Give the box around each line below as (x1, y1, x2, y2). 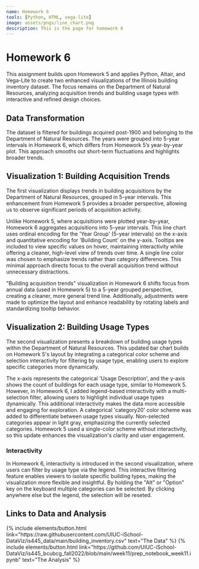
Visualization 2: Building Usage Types (6, 322, 150, 332)
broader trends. (6, 154, 45, 161)
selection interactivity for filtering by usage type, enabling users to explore (6, 357, 189, 364)
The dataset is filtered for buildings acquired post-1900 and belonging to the (6, 129, 193, 136)
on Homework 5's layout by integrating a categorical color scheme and (6, 350, 180, 357)
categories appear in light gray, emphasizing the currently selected (6, 419, 170, 426)
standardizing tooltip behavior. (6, 304, 81, 312)
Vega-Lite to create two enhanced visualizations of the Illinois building (6, 77, 178, 84)
